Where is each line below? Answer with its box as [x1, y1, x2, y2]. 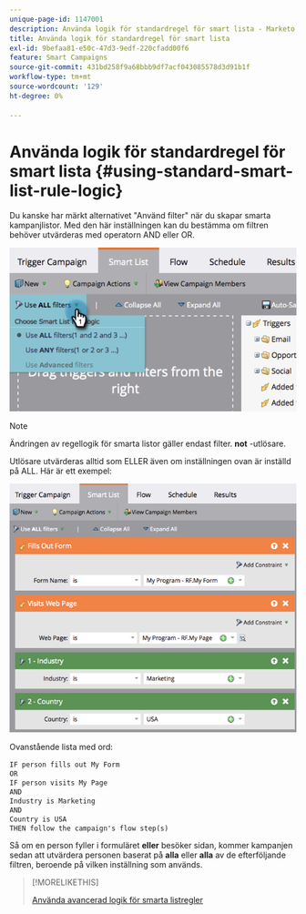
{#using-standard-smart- [95, 160, 294, 181]
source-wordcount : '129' [9, 82, 104, 91]
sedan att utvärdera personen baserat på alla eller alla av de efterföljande [9, 849, 287, 860]
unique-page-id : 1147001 [9, 15, 104, 24]
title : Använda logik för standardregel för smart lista [9, 34, 230, 43]
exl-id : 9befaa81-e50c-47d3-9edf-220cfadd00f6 [9, 44, 189, 53]
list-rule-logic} [9, 180, 124, 200]
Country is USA [9, 815, 67, 824]
